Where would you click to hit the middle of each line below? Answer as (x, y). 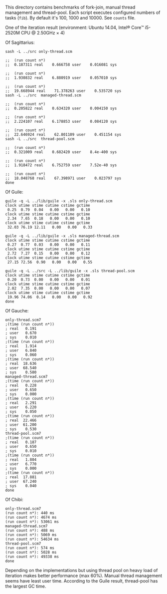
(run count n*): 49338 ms (32, 557)
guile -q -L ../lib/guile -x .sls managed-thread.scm (62, 236)
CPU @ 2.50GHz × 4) (43, 33)
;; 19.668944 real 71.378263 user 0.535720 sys (63, 91)
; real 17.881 (21, 477)
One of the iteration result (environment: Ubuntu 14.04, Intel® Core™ (75, 27)
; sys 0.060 (21, 355)
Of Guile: (14, 192)
